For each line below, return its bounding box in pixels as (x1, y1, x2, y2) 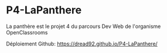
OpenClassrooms (6, 29, 48, 36)
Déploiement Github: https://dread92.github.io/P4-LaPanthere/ (6, 40, 158, 47)
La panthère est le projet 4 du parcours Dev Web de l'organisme (6, 23, 161, 30)
